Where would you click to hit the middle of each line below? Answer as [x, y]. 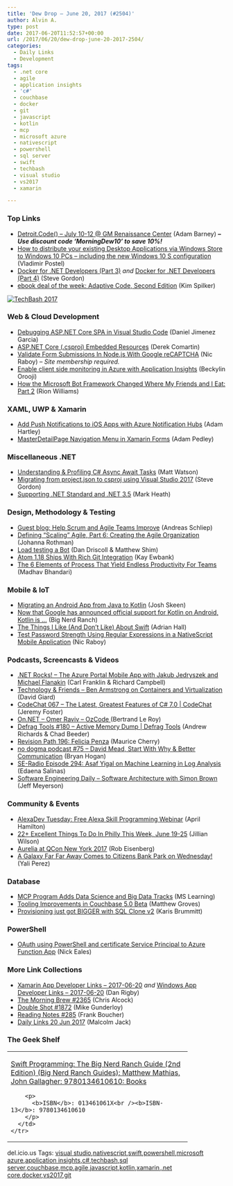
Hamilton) [31, 826]
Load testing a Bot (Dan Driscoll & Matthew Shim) [88, 549]
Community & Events [43, 804]
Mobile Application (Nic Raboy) [61, 642]
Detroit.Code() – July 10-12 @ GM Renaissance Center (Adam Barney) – [119, 234]
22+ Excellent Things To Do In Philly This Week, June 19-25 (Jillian [112, 834]
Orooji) [27, 376]
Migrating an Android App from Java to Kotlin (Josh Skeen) [101, 605]
